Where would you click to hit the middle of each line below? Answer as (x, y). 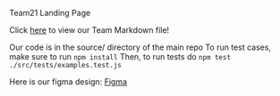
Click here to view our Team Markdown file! (89, 30)
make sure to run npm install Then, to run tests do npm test (120, 56)
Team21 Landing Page (50, 13)
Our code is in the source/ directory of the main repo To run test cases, (140, 47)
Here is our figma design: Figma (68, 82)
